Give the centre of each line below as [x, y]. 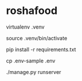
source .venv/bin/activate [37, 38]
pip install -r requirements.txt [41, 49]
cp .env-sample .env [31, 61]
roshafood [32, 11]
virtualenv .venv [25, 27]
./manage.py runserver [34, 72]
